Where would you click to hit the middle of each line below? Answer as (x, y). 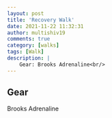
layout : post (26, 13)
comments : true (29, 39)
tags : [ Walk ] (26, 52)
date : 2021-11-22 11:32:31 (45, 26)
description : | (29, 58)
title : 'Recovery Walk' (41, 20)
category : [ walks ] (33, 45)
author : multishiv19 (37, 33)
